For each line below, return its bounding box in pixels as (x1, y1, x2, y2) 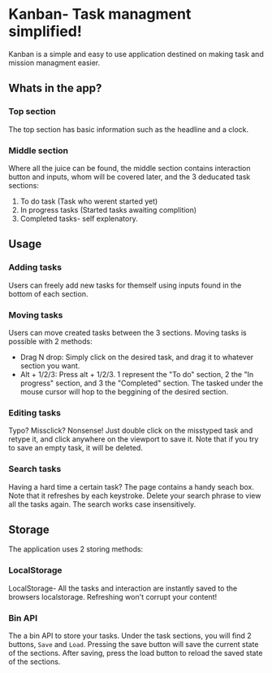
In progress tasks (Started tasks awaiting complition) (19, 205, 197, 214)
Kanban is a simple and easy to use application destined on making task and (8, 49, 264, 59)
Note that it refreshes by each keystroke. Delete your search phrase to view (8, 490, 261, 500)
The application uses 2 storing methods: (8, 544, 144, 554)
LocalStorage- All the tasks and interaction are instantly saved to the (8, 583, 238, 593)
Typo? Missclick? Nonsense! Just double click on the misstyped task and (8, 425, 253, 436)
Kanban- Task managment (8, 5, 192, 24)
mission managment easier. (8, 58, 101, 68)
